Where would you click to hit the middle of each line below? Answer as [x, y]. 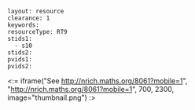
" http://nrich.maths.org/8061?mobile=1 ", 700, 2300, [91, 89]
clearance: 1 [29, 18]
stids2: [20, 53]
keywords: [24, 25]
